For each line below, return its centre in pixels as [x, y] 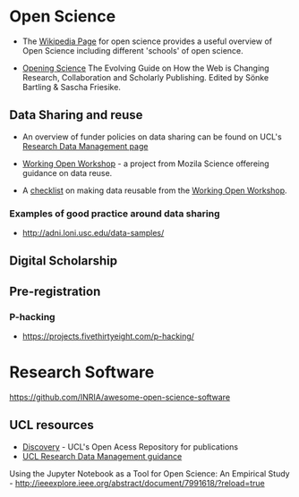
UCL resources [51, 425]
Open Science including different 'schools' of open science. [132, 50]
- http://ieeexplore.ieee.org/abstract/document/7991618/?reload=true [137, 483]
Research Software [82, 372]
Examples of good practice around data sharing [115, 214]
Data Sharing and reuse [76, 115]
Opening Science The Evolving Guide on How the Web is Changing [146, 68]
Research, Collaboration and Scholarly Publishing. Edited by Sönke [145, 77]
